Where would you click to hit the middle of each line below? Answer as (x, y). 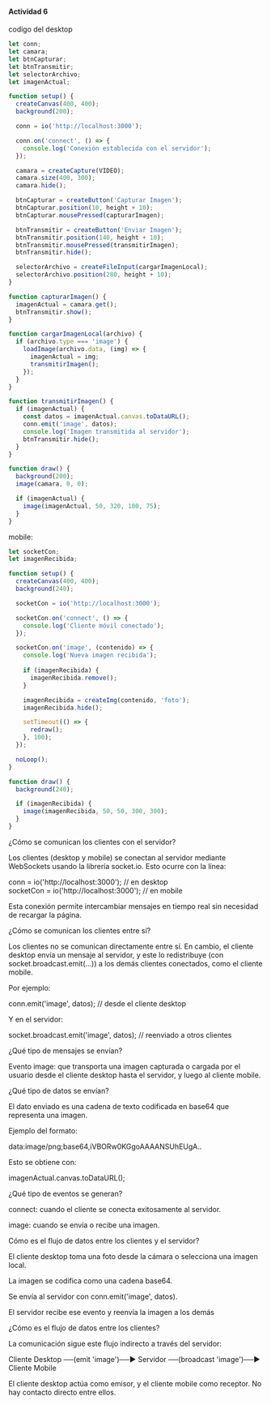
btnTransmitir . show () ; (54, 312)
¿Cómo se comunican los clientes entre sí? (80, 930)
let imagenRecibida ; (43, 559)
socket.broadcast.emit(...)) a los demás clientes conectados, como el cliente (135, 963)
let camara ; (28, 52)
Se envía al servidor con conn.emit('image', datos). (93, 1296)
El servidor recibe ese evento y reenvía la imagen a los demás (111, 1312)
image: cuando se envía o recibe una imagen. (84, 1225)
